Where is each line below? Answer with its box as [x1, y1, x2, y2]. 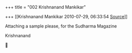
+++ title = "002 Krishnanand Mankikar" [5, 4, 86, 10]
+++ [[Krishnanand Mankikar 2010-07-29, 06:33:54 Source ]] [5, 14, 128, 19]
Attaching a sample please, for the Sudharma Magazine [5, 23, 117, 29]
